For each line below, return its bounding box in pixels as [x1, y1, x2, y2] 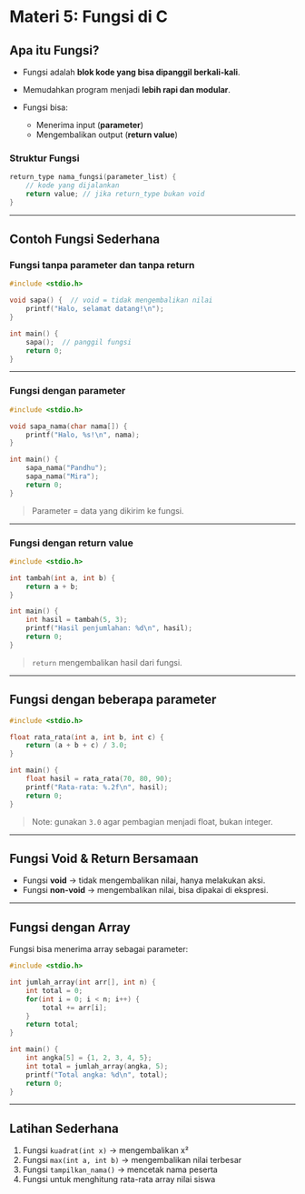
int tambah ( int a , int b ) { [9, 573, 116, 583]
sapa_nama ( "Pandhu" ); [25, 464, 107, 473]
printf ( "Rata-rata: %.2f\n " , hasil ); [25, 782, 169, 792]
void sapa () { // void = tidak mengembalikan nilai [9, 296, 213, 306]
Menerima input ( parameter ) [35, 120, 143, 130]
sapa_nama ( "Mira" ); [25, 472, 100, 481]
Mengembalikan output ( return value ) [35, 129, 179, 140]
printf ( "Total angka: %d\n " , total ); [25, 1070, 169, 1079]
